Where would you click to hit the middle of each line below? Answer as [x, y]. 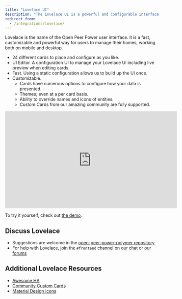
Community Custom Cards [39, 286]
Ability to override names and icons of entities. [66, 100]
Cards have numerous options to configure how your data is [80, 84]
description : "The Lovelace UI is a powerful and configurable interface [82, 14]
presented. [30, 89]
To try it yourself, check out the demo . [44, 215]
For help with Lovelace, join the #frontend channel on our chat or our [81, 248]
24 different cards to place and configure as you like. [65, 58]
